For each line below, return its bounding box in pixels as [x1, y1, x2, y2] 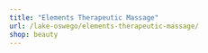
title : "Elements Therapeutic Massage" [9, 13, 159, 22]
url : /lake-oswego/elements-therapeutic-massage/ [9, 22, 200, 31]
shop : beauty [9, 30, 59, 39]
